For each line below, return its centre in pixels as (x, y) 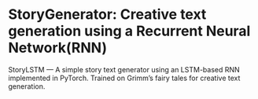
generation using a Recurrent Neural (129, 31)
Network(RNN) (58, 48)
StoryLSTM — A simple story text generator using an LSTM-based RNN (124, 69)
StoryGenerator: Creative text (107, 15)
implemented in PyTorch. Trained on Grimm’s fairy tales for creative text (124, 78)
